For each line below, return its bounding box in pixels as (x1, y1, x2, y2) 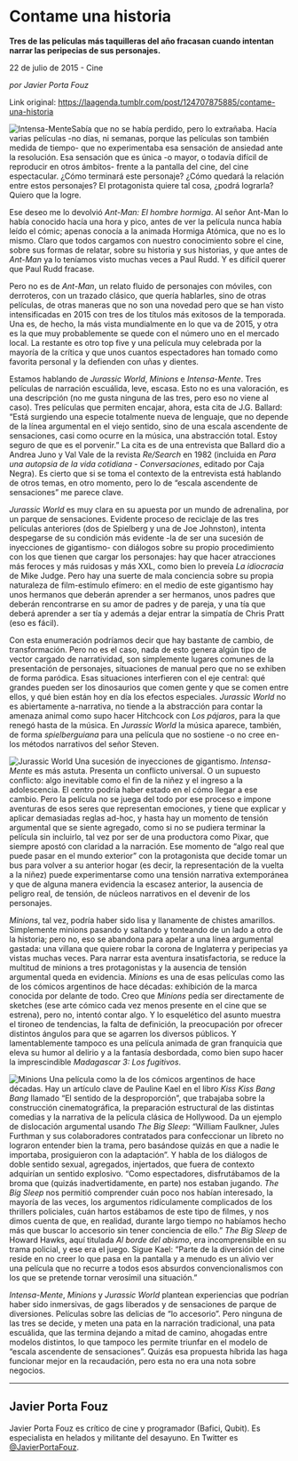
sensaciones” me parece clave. (9, 486, 124, 497)
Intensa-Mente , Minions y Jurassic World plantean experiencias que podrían (9, 1289, 289, 1300)
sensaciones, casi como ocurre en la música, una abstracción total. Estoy (9, 429, 278, 441)
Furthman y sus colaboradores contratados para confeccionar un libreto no (9, 1130, 284, 1141)
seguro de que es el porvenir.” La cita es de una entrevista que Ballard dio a (9, 439, 286, 450)
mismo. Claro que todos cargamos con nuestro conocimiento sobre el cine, (9, 235, 284, 245)
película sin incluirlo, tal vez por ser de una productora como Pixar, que (9, 831, 269, 842)
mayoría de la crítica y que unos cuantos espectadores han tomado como (9, 347, 278, 357)
